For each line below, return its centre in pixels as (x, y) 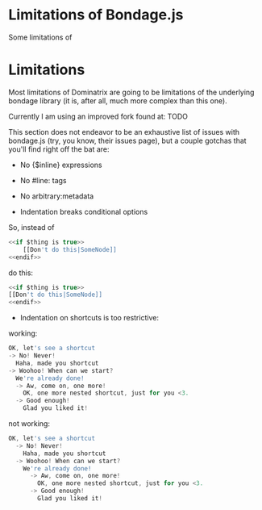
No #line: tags (43, 180)
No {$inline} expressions (61, 165)
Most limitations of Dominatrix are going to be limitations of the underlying (131, 92)
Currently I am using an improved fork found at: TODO (98, 116)
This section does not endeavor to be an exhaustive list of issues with (124, 132)
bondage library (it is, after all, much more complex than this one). (118, 100)
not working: (29, 424)
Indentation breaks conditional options (84, 211)
